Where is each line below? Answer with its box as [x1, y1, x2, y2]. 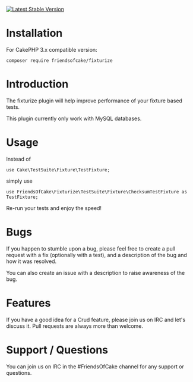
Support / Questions [6, 343, 109, 356]
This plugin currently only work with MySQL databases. [6, 115, 142, 122]
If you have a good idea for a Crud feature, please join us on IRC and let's [6, 316, 186, 323]
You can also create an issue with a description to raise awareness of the [6, 269, 185, 276]
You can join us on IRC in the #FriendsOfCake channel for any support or [6, 363, 184, 370]
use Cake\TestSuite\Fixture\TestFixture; [6, 167, 110, 173]
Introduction [6, 77, 69, 91]
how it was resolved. [6, 258, 57, 265]
